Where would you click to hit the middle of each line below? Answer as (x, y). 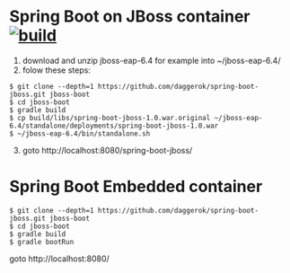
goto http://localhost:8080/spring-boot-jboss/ (107, 150)
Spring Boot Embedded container (136, 187)
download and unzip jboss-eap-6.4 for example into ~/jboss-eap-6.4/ (151, 60)
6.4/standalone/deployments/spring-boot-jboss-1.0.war (114, 126)
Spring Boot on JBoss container (130, 17)
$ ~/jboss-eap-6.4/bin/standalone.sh (80, 133)
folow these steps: (57, 70)
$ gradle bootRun (42, 242)
